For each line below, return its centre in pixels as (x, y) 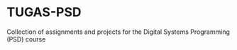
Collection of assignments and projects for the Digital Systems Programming (118, 32)
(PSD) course (26, 39)
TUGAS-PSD (44, 12)
